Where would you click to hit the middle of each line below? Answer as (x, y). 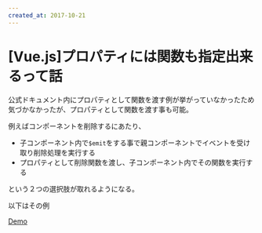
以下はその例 (29, 206)
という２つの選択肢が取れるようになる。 (73, 188)
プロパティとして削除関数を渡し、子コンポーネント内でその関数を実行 (133, 162)
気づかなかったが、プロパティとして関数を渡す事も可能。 (101, 109)
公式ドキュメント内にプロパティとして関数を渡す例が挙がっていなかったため (131, 100)
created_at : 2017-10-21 (47, 15)
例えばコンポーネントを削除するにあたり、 (77, 126)
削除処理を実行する (64, 152)
